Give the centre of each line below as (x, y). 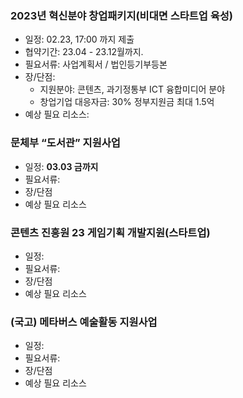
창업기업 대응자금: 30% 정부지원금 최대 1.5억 (127, 102)
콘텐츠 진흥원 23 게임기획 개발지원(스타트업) (110, 232)
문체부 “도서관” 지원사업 (65, 143)
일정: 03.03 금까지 (61, 166)
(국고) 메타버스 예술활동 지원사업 (84, 322)
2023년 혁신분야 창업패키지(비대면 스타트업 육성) (121, 15)
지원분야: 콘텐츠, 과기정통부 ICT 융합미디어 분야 (132, 89)
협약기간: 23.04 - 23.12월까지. (84, 52)
